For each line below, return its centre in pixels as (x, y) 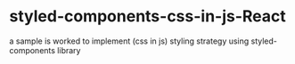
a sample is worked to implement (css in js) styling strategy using (129, 41)
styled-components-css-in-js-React (148, 16)
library (69, 50)
